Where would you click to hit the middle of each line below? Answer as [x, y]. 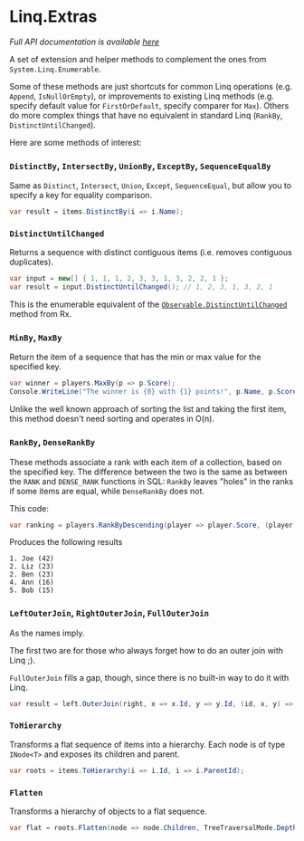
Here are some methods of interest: [76, 142]
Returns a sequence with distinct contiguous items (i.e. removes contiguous [151, 253]
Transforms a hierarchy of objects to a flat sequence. [109, 811]
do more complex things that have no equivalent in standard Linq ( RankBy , [146, 115]
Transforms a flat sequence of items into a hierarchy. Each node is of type [147, 744]
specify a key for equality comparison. [81, 196]
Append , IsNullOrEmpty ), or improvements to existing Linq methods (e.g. [142, 96]
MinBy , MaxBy [36, 338]
